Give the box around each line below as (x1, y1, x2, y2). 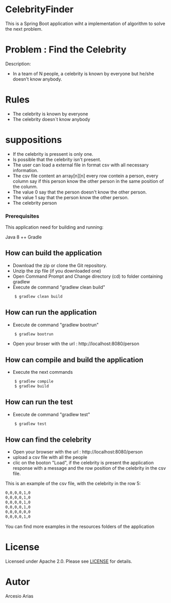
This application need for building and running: (5, 224, 104, 230)
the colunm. (12, 183, 38, 189)
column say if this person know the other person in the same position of (12, 178, 164, 184)
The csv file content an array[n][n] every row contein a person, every (12, 173, 158, 179)
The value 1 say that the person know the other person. (12, 194, 129, 200)
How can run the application (5, 308, 97, 317)
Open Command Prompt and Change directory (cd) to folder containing (12, 273, 163, 279)
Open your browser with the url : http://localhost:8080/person (12, 449, 143, 455)
